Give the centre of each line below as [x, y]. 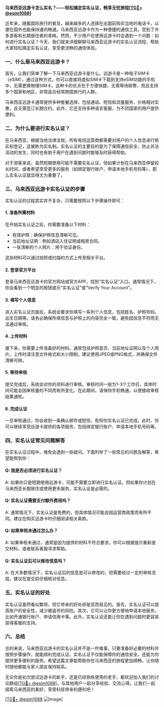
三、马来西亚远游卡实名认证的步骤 [45, 189]
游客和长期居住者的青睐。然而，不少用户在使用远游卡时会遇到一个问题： [82, 36]
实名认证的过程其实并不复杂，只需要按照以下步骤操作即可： [65, 200]
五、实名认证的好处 [28, 593]
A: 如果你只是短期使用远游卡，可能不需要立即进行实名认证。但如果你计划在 [81, 482]
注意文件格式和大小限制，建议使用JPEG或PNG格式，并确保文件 [94, 354]
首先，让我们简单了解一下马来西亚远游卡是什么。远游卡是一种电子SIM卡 [77, 74]
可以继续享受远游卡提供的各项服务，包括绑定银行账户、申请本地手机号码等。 [82, 427]
